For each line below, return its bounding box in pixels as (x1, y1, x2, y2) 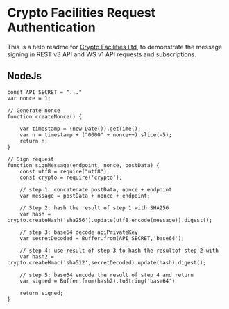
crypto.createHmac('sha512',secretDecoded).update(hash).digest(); (7, 259, 207, 266)
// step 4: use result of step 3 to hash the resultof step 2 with (19, 247, 219, 254)
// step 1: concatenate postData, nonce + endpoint (19, 186, 172, 193)
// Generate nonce (7, 106, 60, 114)
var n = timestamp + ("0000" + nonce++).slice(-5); (19, 131, 172, 138)
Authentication (7, 19, 96, 35)
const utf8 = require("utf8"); (19, 168, 110, 175)
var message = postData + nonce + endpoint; (19, 192, 151, 199)
